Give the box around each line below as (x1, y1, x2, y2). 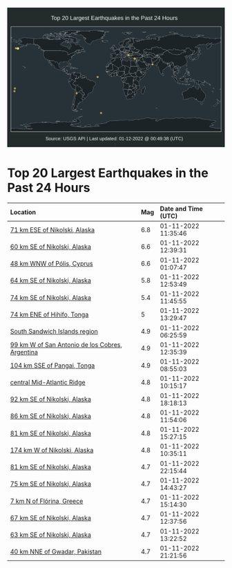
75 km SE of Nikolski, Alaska (10, 480, 92, 488)
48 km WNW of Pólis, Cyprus (10, 260, 93, 268)
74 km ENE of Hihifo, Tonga (10, 310, 89, 319)
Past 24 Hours (7, 180, 90, 196)
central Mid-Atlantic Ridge (10, 378, 86, 386)
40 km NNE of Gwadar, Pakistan (10, 547, 102, 556)
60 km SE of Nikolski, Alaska (10, 243, 92, 251)
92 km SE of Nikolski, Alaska (10, 395, 92, 404)
